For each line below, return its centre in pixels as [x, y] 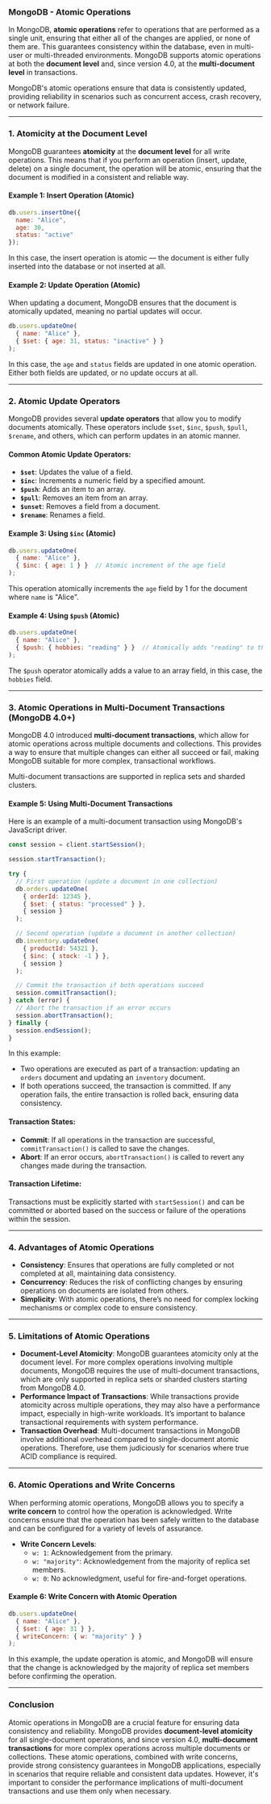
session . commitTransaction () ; [66, 993]
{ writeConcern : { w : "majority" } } [79, 1636]
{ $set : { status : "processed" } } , [85, 904]
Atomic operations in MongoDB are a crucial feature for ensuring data [124, 1722]
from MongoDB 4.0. [53, 1388]
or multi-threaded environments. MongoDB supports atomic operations [143, 56]
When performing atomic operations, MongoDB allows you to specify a [126, 1502]
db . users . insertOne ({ [45, 212]
